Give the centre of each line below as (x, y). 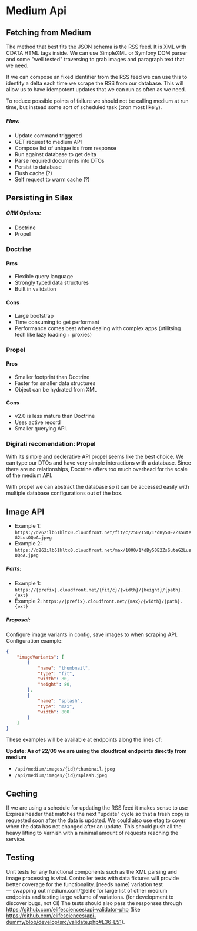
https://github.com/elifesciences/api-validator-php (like (73, 909)
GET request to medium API (48, 142)
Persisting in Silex (40, 198)
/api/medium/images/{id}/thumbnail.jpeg (65, 769)
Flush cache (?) (34, 173)
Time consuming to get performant (57, 322)
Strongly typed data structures (52, 283)
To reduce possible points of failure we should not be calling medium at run (97, 101)
